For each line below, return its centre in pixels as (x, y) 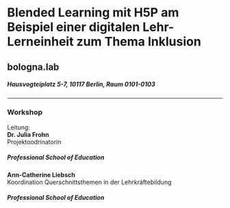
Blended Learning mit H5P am (93, 13)
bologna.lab (33, 67)
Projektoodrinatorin (34, 142)
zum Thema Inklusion (139, 42)
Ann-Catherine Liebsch (41, 174)
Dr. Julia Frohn (28, 134)
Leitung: (19, 127)
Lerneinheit (40, 42)
